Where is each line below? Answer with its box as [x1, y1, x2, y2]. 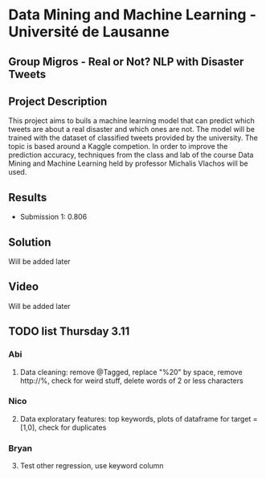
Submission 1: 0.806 [19, 212, 88, 222]
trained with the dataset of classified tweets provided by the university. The [8, 133, 259, 142]
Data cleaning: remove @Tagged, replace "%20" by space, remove [19, 367, 243, 377]
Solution [8, 235, 51, 249]
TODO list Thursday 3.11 [8, 324, 130, 339]
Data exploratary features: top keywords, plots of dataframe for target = [19, 414, 259, 423]
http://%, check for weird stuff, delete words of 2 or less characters [19, 376, 243, 385]
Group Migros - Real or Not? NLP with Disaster [8, 55, 244, 68]
